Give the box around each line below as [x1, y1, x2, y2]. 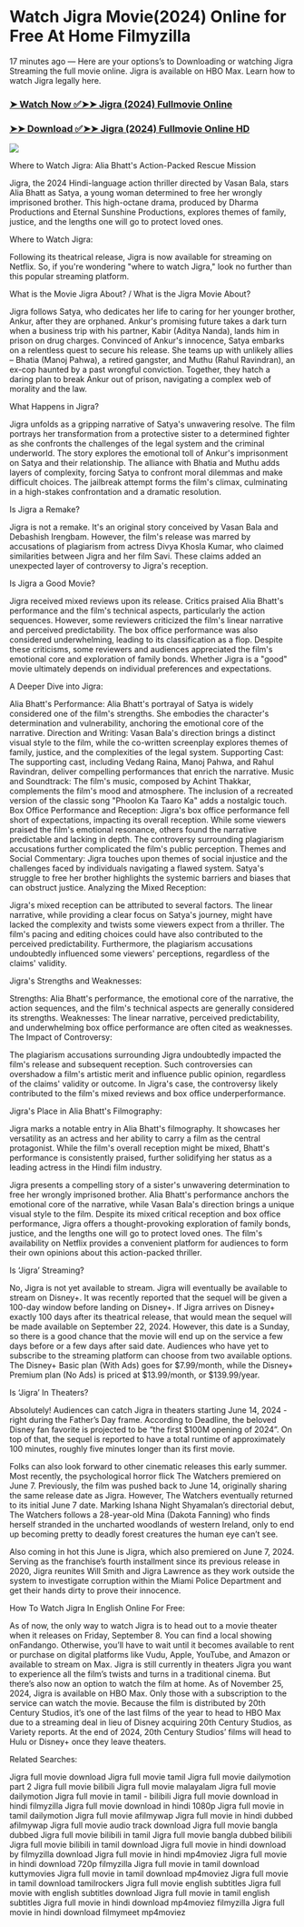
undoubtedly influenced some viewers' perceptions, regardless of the [9, 948, 270, 959]
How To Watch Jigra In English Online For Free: [9, 1603, 186, 1614]
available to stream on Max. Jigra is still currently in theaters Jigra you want [9, 1659, 292, 1670]
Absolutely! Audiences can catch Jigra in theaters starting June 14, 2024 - [9, 1405, 288, 1416]
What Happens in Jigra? [9, 401, 100, 412]
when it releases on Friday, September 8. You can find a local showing [9, 1630, 272, 1641]
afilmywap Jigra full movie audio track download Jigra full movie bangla [9, 1820, 279, 1831]
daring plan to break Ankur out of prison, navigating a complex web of [9, 374, 272, 385]
